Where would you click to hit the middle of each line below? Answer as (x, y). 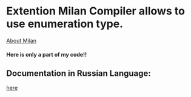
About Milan (21, 40)
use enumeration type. (65, 24)
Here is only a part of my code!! (46, 54)
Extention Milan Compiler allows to (95, 11)
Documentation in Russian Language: (79, 73)
